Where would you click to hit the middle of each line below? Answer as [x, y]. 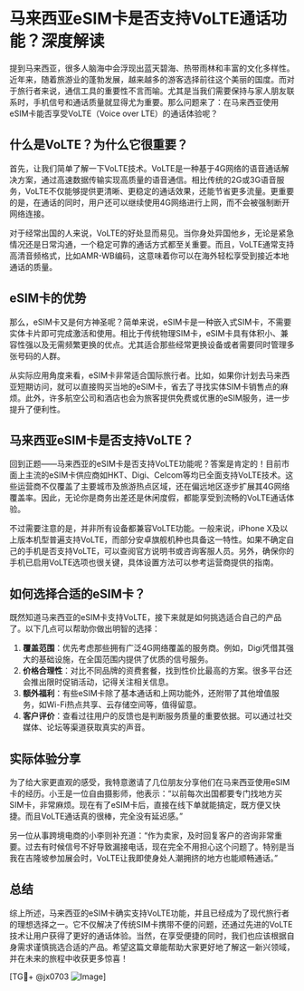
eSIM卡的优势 [48, 299]
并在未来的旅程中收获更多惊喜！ [69, 958]
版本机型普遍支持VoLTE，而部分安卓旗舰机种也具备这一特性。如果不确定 [152, 539]
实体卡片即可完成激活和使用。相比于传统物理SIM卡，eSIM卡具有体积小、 [145, 333]
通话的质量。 [33, 267]
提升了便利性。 [37, 409]
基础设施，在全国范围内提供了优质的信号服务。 [126, 659]
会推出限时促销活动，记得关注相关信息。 [98, 682]
